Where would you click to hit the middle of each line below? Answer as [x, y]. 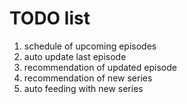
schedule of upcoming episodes [90, 46]
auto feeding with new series [83, 88]
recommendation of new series [88, 78]
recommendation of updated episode [100, 67]
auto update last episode [75, 56]
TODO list [50, 18]
